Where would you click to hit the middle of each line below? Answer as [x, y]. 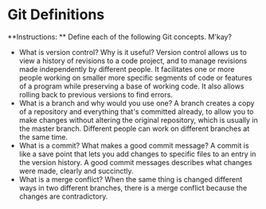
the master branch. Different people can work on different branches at [134, 128]
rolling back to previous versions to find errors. [96, 94]
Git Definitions [56, 15]
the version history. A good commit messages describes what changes [135, 162]
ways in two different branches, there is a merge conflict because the [133, 187]
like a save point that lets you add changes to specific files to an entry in [137, 154]
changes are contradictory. [63, 196]
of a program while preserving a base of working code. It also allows [131, 86]
